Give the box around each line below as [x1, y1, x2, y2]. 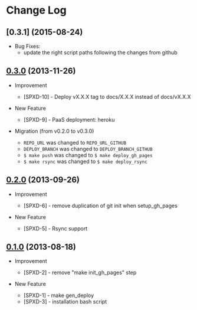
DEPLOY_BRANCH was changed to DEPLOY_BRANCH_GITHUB [23, 145, 153, 152]
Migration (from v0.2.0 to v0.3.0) [14, 128, 94, 135]
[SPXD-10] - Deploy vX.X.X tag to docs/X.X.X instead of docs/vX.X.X [23, 93, 191, 100]
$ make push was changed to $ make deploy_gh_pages [23, 151, 153, 158]
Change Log [6, 4, 67, 17]
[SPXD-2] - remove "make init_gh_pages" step [23, 269, 137, 276]
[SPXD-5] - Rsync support [23, 225, 88, 232]
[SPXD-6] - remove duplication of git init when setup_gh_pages [23, 202, 178, 209]
